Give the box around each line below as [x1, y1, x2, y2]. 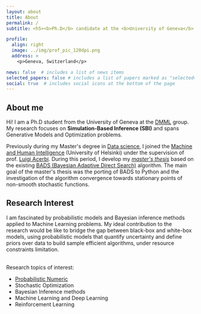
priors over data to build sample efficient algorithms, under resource [6, 239, 175, 246]
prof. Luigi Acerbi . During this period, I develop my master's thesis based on [6, 156, 194, 163]
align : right [11, 42, 44, 48]
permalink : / [6, 20, 39, 26]
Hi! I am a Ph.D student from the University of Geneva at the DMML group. [6, 118, 190, 126]
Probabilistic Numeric [14, 275, 68, 282]
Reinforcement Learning [14, 300, 75, 308]
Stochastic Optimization [14, 282, 74, 289]
